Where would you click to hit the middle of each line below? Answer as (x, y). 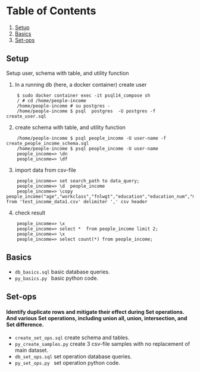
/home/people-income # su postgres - (64, 106)
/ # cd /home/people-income (51, 100)
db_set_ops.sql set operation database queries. (73, 357)
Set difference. (25, 324)
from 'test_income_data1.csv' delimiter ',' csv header (77, 201)
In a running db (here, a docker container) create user (81, 84)
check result (30, 213)
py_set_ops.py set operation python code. (67, 363)
